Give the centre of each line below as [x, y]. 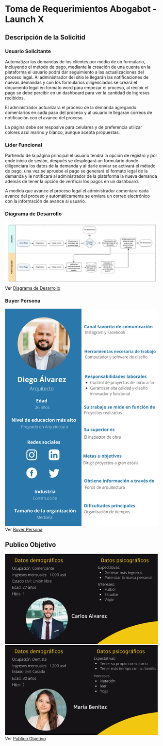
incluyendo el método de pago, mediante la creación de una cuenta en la [78, 67]
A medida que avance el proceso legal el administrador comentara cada [77, 191]
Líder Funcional [24, 145]
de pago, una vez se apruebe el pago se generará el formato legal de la [76, 171]
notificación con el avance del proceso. [44, 117]
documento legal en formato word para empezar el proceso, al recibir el [77, 87]
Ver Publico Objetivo [25, 738]
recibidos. [15, 98]
